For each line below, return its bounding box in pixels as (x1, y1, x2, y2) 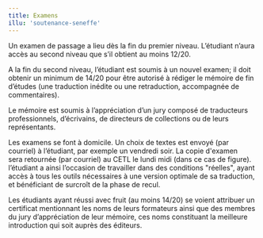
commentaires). (8, 90, 59, 99)
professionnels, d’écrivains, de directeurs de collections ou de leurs (8, 113, 230, 123)
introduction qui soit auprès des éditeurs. (8, 220, 143, 230)
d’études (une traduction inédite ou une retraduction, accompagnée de (8, 81, 240, 91)
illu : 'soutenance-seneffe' (8, 19, 101, 27)
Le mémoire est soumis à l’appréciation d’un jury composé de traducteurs (8, 105, 248, 115)
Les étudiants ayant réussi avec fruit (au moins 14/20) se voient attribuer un (8, 195, 255, 205)
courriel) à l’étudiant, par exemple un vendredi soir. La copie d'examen (8, 146, 238, 155)
